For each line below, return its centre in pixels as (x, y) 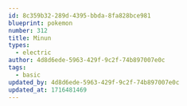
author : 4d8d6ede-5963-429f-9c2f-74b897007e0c (87, 61)
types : (19, 45)
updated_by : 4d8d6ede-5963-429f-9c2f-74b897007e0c (94, 82)
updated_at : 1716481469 (48, 90)
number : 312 (28, 30)
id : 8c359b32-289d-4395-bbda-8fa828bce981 (80, 16)
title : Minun (30, 38)
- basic (28, 75)
